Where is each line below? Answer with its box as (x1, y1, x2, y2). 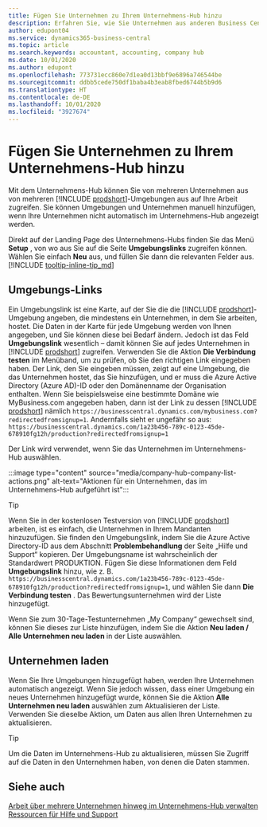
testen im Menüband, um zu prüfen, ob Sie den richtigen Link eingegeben (8, 355, 251, 365)
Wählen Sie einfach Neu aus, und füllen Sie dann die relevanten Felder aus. (8, 252, 254, 261)
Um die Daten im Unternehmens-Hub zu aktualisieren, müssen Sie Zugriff (8, 748, 250, 758)
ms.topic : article (8, 41, 69, 49)
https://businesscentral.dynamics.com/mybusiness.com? (72, 407, 258, 415)
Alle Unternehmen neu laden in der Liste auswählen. (8, 631, 183, 641)
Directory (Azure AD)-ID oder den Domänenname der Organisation (8, 380, 226, 390)
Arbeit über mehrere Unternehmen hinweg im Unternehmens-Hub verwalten (8, 802, 258, 811)
